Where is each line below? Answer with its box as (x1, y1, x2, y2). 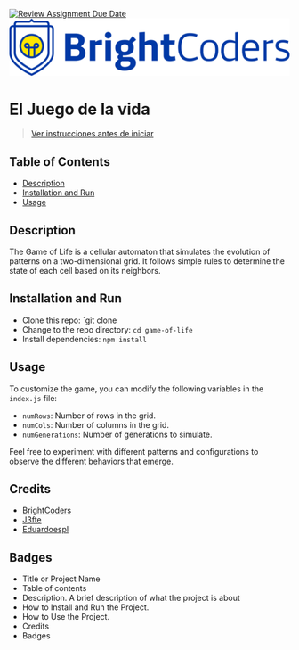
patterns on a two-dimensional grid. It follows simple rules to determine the (9, 255, 285, 267)
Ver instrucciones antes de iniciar (30, 128, 154, 139)
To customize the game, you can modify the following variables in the (9, 383, 264, 394)
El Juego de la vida (9, 99, 150, 119)
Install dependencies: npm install (21, 333, 147, 344)
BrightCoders (21, 505, 72, 516)
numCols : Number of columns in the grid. (21, 419, 169, 430)
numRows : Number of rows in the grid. (21, 410, 156, 421)
